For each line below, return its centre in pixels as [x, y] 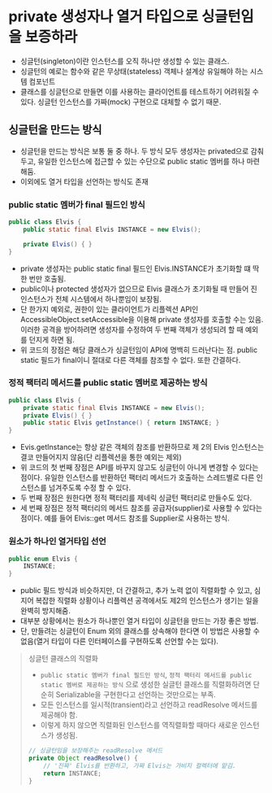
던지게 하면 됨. [52, 339]
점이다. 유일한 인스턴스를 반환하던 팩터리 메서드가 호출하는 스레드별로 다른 [137, 477]
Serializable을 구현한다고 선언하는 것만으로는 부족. [136, 695]
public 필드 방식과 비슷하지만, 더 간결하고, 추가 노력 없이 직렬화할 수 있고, [136, 590]
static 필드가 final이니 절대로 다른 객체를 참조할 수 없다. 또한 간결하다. [130, 359]
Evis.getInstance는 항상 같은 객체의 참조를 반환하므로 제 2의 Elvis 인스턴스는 [142, 447]
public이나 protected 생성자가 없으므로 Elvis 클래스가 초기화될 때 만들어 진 [138, 289]
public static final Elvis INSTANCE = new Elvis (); [112, 229]
